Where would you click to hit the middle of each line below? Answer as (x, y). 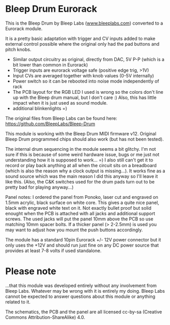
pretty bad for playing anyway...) (40, 187)
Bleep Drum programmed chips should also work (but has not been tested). (85, 139)
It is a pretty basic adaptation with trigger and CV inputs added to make (80, 38)
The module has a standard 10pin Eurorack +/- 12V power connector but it (83, 239)
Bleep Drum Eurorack (51, 9)
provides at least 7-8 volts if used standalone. (53, 250)
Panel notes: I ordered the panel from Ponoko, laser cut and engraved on (82, 197)
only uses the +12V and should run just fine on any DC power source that (82, 245)
